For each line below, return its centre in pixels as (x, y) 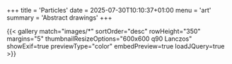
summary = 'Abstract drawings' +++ (59, 18)
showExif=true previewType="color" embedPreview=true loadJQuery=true (116, 46)
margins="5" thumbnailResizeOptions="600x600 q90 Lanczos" (99, 39)
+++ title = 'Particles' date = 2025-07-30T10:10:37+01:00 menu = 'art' (109, 10)
